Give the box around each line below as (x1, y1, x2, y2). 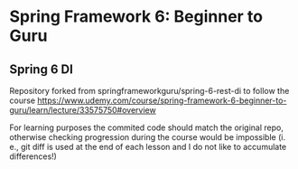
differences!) (9, 151, 57, 162)
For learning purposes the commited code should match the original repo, (9, 122, 284, 133)
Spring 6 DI (9, 61, 74, 77)
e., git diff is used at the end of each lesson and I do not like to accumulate (9, 142, 287, 152)
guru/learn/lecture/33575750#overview (9, 105, 156, 115)
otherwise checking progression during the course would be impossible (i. (9, 132, 286, 142)
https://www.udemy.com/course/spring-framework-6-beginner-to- (37, 95, 287, 106)
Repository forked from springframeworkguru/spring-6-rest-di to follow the (9, 86, 290, 96)
